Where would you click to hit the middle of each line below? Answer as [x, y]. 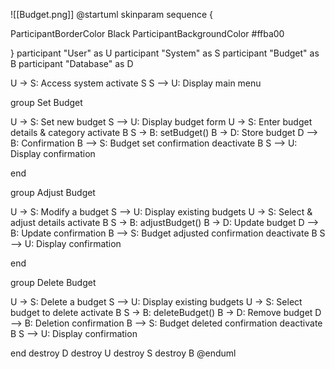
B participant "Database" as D [72, 63]
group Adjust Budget [53, 192]
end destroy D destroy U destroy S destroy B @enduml [123, 353]
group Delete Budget [53, 282]
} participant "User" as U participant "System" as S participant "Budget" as [165, 53]
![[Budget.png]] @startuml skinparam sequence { [112, 14]
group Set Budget [46, 102]
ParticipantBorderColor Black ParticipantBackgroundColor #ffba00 [147, 33]
